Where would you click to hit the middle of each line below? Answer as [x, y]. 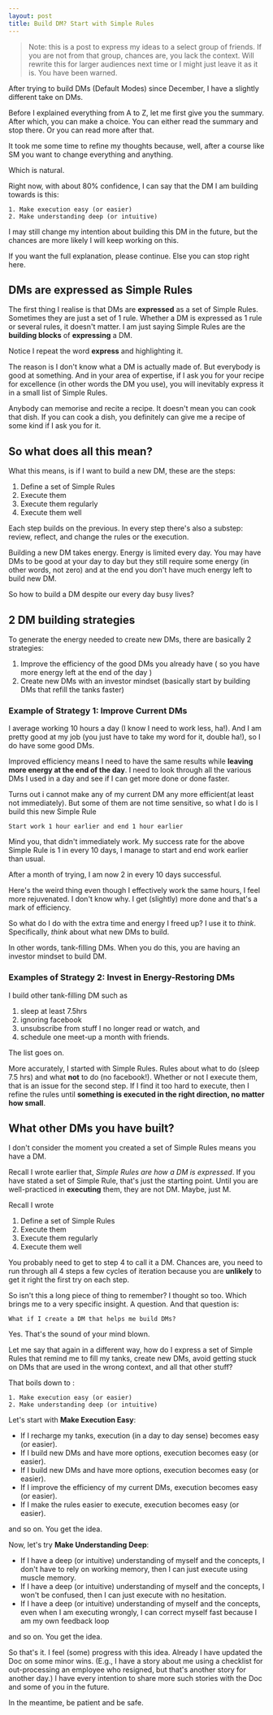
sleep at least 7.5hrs [54, 1011]
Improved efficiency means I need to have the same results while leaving [131, 761]
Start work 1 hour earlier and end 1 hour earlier [96, 827]
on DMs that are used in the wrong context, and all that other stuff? [121, 1367]
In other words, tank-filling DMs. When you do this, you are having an [124, 948]
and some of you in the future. [59, 1687]
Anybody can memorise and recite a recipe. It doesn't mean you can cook [132, 409]
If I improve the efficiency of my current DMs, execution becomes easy [139, 1488]
